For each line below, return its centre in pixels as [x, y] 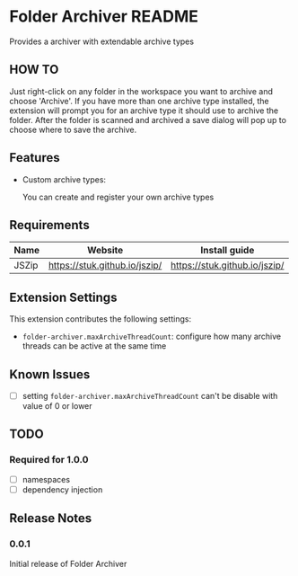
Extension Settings [63, 297]
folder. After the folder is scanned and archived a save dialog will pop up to [148, 120]
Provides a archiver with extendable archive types [102, 41]
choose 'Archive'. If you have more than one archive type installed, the [139, 101]
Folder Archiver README [104, 17]
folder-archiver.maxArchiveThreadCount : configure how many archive [152, 337]
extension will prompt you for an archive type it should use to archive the [144, 111]
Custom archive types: [64, 179]
